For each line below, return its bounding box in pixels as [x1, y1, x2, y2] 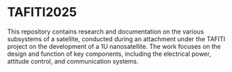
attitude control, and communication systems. [7, 57, 139, 65]
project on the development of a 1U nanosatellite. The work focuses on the [7, 42, 222, 50]
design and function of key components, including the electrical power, [7, 50, 211, 58]
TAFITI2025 [7, 4, 77, 20]
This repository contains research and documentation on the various [7, 27, 204, 36]
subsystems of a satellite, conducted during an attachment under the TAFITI [7, 34, 226, 43]
